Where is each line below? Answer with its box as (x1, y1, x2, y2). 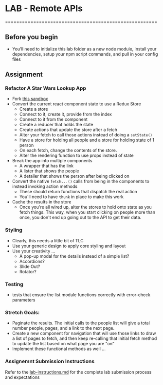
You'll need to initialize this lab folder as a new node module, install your (12, 46, 157, 51)
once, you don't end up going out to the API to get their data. (19, 215, 142, 220)
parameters (12, 297, 36, 303)
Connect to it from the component (19, 117, 88, 122)
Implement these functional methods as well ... (12, 346, 106, 352)
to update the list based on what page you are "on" (12, 341, 115, 347)
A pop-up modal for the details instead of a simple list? (19, 253, 129, 259)
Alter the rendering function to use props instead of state (19, 152, 134, 158)
